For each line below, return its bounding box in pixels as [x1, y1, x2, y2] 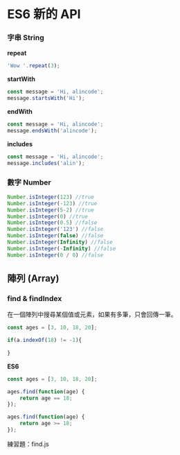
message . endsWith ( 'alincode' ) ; [7, 127, 98, 134]
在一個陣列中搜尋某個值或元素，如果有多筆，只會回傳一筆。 [7, 310, 177, 319]
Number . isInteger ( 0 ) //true [7, 213, 89, 220]
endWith [7, 108, 33, 116]
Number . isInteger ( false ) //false [7, 232, 104, 239]
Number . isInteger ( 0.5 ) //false [7, 219, 98, 226]
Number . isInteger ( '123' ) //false [7, 226, 104, 233]
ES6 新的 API [7, 6, 81, 22]
